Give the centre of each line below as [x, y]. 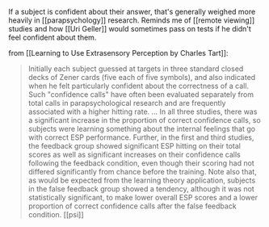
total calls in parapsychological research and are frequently [127, 103]
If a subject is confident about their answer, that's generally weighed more [132, 12]
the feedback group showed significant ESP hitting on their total [134, 146]
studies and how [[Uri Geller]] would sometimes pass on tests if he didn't [130, 29]
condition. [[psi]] [56, 214]
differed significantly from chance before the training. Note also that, [142, 172]
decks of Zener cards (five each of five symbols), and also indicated [142, 77]
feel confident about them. [53, 37]
